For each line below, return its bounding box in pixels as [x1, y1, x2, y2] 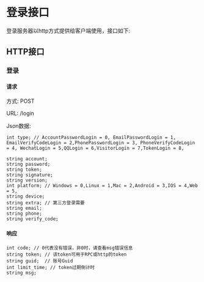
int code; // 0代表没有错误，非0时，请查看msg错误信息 [6, 245, 133, 251]
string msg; [6, 270, 37, 276]
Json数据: [6, 122, 32, 130]
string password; [6, 161, 51, 168]
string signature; [6, 172, 53, 178]
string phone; [6, 210, 43, 217]
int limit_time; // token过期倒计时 [6, 264, 95, 270]
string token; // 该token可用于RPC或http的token [6, 251, 127, 258]
